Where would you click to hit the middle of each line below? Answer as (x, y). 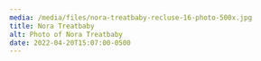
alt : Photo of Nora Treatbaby (66, 34)
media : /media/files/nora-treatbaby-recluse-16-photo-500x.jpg (131, 17)
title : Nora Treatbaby (52, 26)
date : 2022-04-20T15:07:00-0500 (70, 43)
